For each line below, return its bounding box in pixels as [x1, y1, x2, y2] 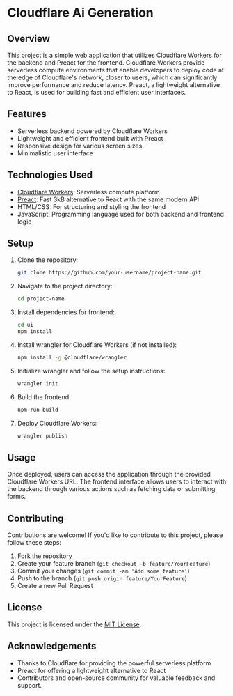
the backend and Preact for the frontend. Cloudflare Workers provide [7, 59, 205, 67]
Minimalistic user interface [17, 148, 94, 157]
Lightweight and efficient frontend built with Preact [17, 134, 163, 142]
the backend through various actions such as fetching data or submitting [7, 485, 216, 493]
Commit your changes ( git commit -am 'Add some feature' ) [17, 566, 190, 575]
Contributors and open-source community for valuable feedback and [17, 674, 216, 682]
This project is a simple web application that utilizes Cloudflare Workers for [7, 51, 223, 59]
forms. [7, 493, 26, 501]
